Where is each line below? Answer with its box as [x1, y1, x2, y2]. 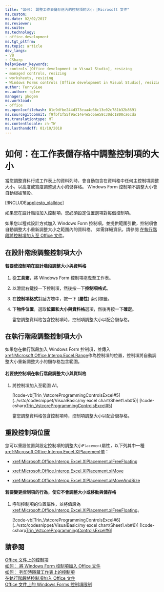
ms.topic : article [5, 44, 42, 49]
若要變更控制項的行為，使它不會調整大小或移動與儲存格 [5, 489, 116, 495]
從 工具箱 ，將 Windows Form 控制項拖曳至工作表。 [12, 275, 114, 281]
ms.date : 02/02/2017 [5, 16, 47, 21]
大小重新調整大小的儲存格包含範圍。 [9, 359, 82, 364]
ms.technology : [5, 30, 36, 35]
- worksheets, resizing [5, 76, 54, 80]
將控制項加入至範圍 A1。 [12, 382, 61, 388]
